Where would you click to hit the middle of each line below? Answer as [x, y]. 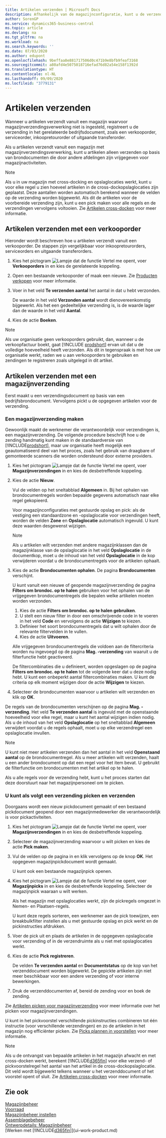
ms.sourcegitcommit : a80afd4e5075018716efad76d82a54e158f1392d [72, 65]
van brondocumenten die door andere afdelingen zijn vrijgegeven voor [77, 157]
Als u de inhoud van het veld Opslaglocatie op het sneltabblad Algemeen [80, 722]
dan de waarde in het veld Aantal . [47, 311]
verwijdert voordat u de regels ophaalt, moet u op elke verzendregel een [79, 728]
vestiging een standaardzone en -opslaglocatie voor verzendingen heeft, [86, 516]
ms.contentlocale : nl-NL [31, 74]
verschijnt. [23, 576]
